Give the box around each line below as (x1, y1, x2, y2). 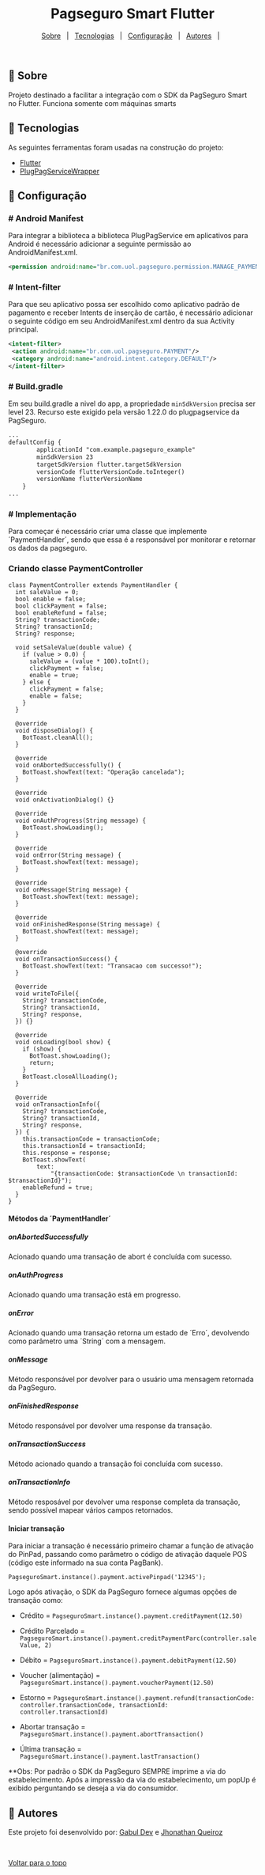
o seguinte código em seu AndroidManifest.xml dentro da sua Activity (8, 316, 235, 326)
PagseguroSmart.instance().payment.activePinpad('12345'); (8, 1574, 207, 1581)
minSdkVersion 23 (36, 453, 93, 461)
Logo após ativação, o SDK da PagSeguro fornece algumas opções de (8, 1587, 237, 1597)
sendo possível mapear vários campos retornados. (8, 1506, 174, 1515)
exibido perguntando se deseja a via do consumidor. (8, 1783, 179, 1793)
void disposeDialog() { (15, 726, 93, 734)
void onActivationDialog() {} (15, 796, 114, 804)
